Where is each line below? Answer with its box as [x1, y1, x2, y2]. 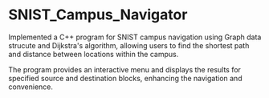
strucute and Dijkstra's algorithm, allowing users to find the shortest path [8, 40, 250, 50]
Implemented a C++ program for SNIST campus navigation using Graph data [8, 32, 262, 42]
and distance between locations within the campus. [8, 49, 179, 59]
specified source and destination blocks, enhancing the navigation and [8, 73, 243, 83]
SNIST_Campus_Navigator [8, 6, 188, 24]
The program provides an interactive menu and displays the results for [8, 64, 241, 74]
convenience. [8, 82, 54, 92]
